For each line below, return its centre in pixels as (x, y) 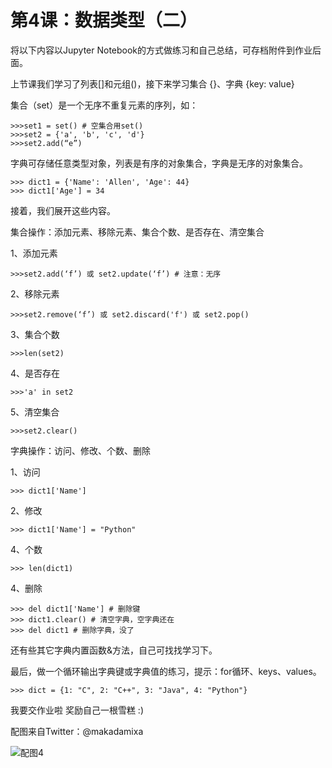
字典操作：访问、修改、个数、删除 (80, 450)
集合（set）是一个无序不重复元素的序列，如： (104, 105)
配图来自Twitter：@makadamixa (77, 731)
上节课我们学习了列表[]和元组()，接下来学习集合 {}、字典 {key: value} (152, 83)
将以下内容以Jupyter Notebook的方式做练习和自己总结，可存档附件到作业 (161, 50)
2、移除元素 (35, 293)
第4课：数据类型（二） (104, 20)
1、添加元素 (34, 253)
